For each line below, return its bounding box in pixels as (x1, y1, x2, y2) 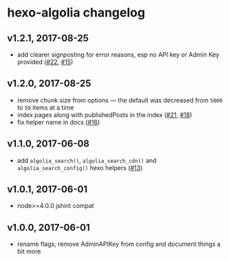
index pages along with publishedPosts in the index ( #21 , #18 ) (17, 110, 193, 118)
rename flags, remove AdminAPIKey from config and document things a (17, 240, 221, 249)
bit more (17, 247, 41, 255)
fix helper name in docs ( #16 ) (17, 118, 100, 126)
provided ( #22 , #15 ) (17, 58, 74, 66)
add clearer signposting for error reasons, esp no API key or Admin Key (17, 50, 220, 59)
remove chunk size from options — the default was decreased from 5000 (17, 96, 223, 104)
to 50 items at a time (17, 103, 74, 112)
